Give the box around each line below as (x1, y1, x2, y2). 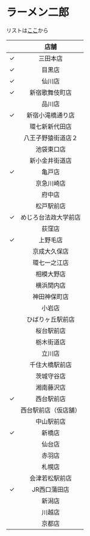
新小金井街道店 (29, 156, 72, 165)
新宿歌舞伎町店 (29, 88, 72, 97)
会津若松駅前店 (29, 474, 72, 482)
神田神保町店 (32, 292, 69, 301)
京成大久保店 (32, 247, 69, 255)
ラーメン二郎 (6, 5, 69, 19)
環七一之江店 (32, 258, 69, 267)
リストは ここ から (6, 27, 49, 34)
